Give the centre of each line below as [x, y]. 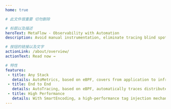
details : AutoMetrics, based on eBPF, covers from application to [84, 80]
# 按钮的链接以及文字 [25, 47]
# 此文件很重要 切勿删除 [28, 19]
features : [16, 70]
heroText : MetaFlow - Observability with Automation [62, 33]
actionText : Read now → [31, 56]
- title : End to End [29, 84]
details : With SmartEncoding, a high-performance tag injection [82, 98]
